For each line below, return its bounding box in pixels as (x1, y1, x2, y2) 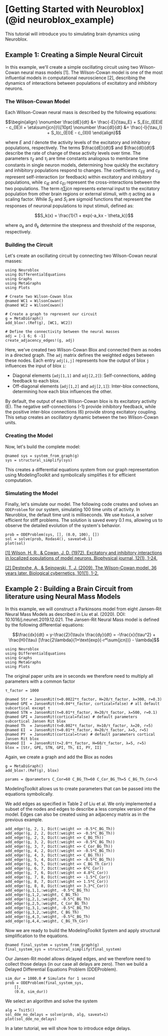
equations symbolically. (5, 791, 54, 797)
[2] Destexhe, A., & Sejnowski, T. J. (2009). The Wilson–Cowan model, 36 (5, 565, 157, 571)
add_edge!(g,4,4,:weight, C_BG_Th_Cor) (5, 919, 88, 924)
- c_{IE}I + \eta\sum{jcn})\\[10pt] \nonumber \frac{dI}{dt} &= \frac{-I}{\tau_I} (5, 124, 162, 131)
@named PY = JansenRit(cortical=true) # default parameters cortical (5, 732, 155, 737)
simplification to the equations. (5, 933, 69, 939)
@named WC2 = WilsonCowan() (5, 303, 64, 308)
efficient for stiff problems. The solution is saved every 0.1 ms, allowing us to (5, 517, 162, 523)
